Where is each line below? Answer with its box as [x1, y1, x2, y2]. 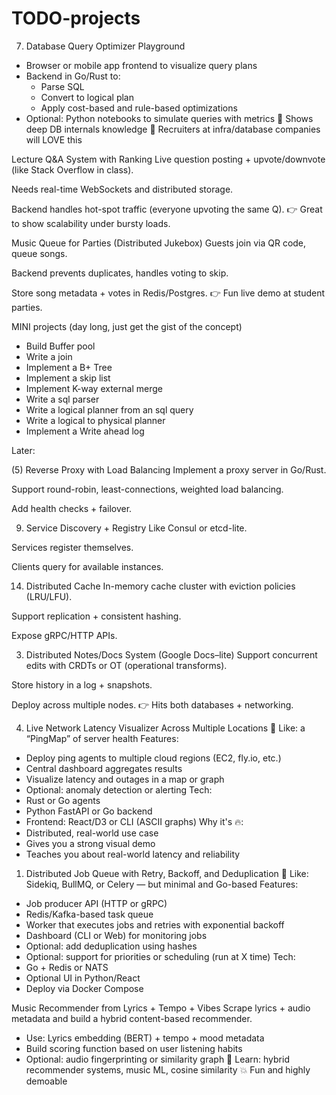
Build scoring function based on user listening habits [25, 1042, 243, 1054]
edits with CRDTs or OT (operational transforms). [25, 659, 228, 671]
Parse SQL [40, 80, 85, 92]
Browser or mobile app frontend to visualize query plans [25, 59, 258, 71]
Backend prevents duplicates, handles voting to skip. [11, 267, 229, 279]
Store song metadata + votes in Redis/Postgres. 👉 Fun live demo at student [11, 287, 325, 299]
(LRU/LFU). [25, 590, 73, 602]
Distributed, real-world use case [25, 827, 159, 839]
